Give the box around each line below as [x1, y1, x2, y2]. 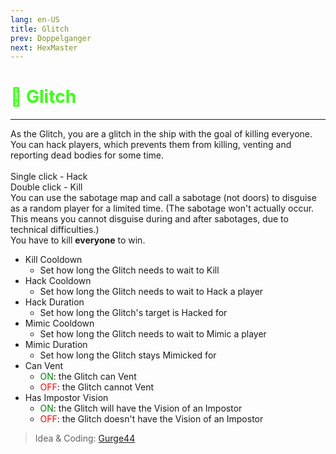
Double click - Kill [10, 181, 83, 193]
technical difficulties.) [10, 224, 100, 236]
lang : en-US [10, 14, 60, 25]
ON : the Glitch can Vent [39, 371, 137, 383]
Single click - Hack [10, 171, 88, 183]
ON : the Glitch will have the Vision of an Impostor [39, 402, 243, 415]
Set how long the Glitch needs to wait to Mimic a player [39, 328, 267, 340]
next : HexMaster [10, 42, 78, 53]
